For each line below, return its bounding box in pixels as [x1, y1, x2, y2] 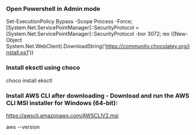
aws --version [6, 123, 40, 130]
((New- [171, 30, 188, 37]
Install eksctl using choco [6, 64, 80, 72]
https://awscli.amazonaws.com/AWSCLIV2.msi [6, 112, 119, 119]
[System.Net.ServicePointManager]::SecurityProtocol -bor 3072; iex [6, 30, 170, 37]
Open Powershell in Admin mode [6, 5, 101, 13]
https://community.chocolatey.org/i [105, 43, 190, 50]
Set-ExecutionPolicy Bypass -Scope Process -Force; [6, 18, 133, 25]
